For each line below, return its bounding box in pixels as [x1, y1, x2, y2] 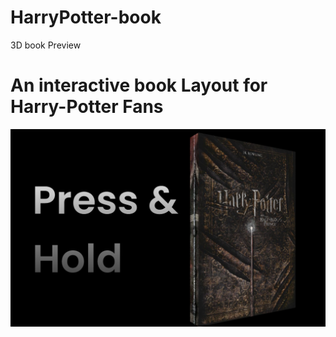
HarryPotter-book [10, 6, 162, 29]
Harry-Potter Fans [10, 96, 164, 118]
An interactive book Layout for [10, 74, 268, 97]
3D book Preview [10, 39, 82, 51]
